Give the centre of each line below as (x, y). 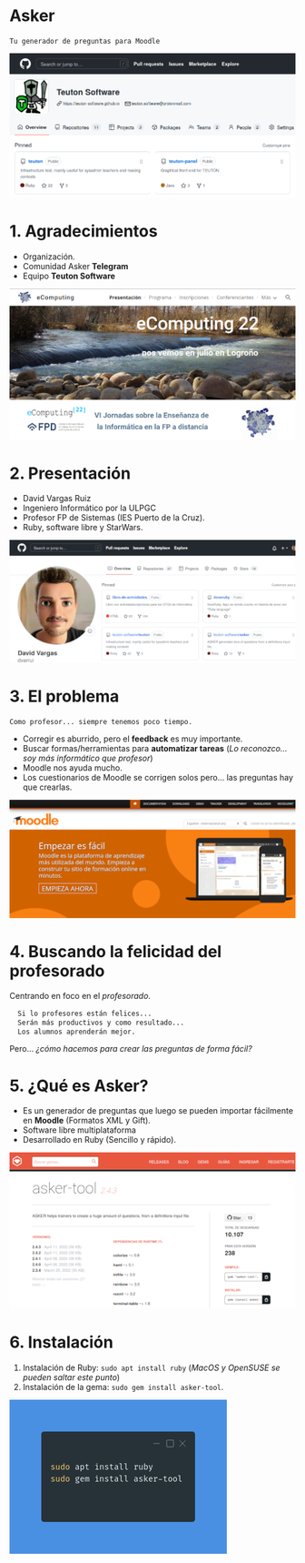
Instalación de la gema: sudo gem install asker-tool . (123, 1387)
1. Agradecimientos (84, 231)
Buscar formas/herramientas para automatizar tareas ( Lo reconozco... (155, 748)
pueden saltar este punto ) (71, 1377)
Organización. (49, 257)
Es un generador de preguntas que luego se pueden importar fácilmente (157, 1111)
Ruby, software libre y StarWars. (83, 528)
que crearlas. (47, 787)
